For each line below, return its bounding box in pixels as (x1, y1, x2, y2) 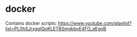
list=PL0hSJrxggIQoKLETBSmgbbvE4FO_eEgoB (5, 25, 106, 31)
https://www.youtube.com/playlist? (58, 20, 132, 26)
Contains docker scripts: (5, 20, 57, 26)
